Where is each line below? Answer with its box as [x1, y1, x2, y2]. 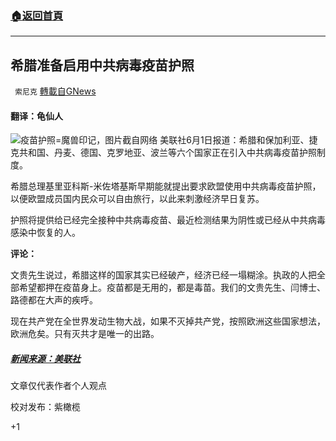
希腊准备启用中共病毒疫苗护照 [10, 57, 195, 74]
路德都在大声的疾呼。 [10, 294, 98, 306]
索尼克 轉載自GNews [14, 85, 97, 97]
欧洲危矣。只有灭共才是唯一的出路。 [10, 328, 160, 340]
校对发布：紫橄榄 [10, 401, 81, 413]
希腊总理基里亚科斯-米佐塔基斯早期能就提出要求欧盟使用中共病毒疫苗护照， [10, 180, 322, 192]
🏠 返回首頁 [10, 8, 64, 22]
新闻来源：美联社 [10, 352, 81, 364]
